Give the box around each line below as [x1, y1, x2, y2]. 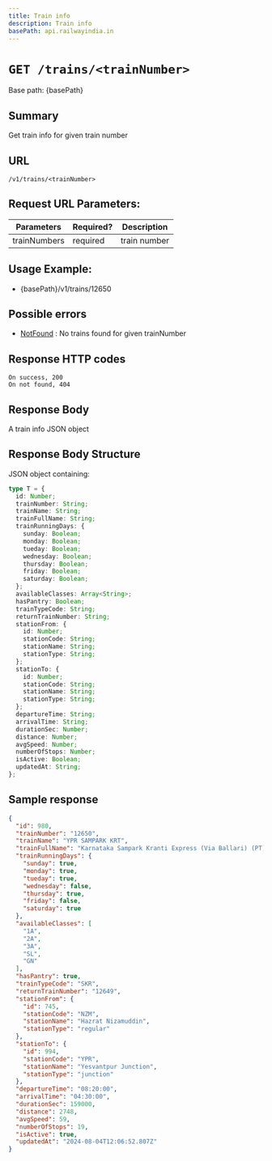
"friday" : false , [23, 897, 82, 905]
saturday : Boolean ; [23, 575, 89, 583]
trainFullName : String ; [15, 515, 96, 523]
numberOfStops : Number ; [15, 748, 96, 756]
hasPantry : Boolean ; [15, 597, 85, 605]
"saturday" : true [23, 905, 82, 913]
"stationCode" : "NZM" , [23, 1010, 100, 1018]
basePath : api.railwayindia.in [8, 27, 114, 35]
